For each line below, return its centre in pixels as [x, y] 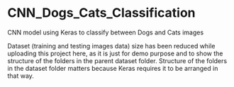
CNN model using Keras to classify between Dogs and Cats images [106, 32]
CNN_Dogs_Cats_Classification [102, 13]
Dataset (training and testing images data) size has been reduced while [111, 46]
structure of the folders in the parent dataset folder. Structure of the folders [117, 60]
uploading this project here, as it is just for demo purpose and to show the [115, 53]
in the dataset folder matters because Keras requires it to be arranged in [113, 68]
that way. [21, 76]
